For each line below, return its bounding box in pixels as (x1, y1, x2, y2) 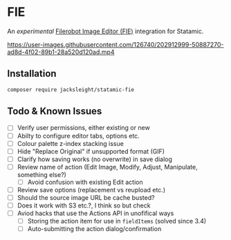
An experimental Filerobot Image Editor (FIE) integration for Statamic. (7, 27, 204, 35)
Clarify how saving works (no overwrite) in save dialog (17, 155, 173, 163)
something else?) (17, 170, 67, 178)
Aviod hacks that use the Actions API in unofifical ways (17, 209, 174, 218)
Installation (7, 68, 57, 80)
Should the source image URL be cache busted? (17, 193, 155, 201)
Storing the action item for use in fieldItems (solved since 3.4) (27, 217, 207, 225)
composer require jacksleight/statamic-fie (7, 86, 135, 93)
